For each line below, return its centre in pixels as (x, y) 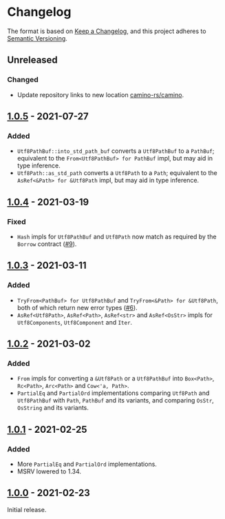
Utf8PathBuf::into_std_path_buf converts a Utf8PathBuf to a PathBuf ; (116, 151)
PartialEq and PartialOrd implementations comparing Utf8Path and (113, 393)
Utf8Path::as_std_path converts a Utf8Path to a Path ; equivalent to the (117, 173)
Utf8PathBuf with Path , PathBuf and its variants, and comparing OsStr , (116, 400)
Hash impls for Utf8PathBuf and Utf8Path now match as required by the (117, 236)
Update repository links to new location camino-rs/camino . (100, 94)
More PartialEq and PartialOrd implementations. (87, 464)
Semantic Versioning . (37, 38)
